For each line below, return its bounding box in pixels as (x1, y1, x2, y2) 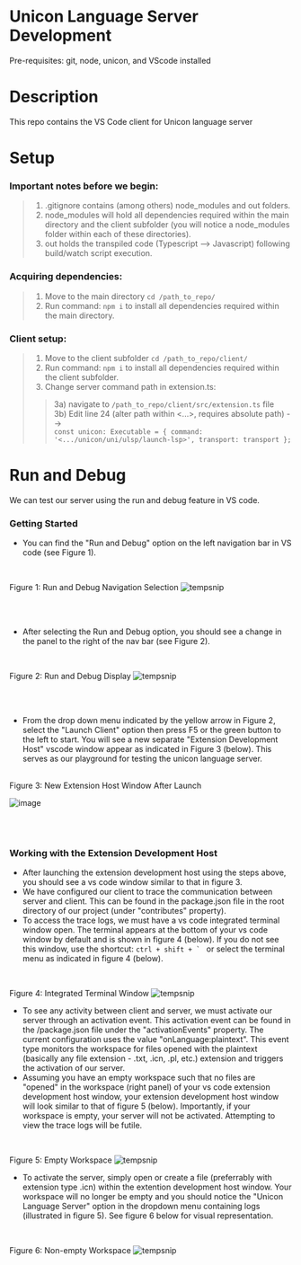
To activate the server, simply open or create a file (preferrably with (22, 1172, 272, 1183)
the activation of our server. (22, 1063, 126, 1074)
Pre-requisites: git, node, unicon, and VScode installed (9, 55, 211, 66)
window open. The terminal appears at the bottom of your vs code (22, 924, 269, 935)
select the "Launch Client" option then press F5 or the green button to (22, 725, 281, 736)
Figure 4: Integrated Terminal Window (9, 988, 150, 999)
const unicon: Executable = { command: (53, 427, 204, 437)
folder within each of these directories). (44, 229, 191, 240)
